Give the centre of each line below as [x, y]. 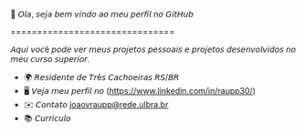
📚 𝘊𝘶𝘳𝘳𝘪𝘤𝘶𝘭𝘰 [47, 118]
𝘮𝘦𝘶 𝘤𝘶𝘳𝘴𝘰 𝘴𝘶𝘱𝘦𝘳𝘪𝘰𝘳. [50, 59]
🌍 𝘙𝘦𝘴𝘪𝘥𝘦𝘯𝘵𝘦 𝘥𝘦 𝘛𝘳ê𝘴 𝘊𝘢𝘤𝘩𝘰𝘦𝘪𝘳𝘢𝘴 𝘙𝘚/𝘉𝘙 [101, 77]
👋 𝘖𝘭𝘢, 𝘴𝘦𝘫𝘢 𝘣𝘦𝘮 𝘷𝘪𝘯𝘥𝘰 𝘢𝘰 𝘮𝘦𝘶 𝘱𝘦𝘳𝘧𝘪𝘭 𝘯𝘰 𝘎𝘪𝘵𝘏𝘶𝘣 [102, 14]
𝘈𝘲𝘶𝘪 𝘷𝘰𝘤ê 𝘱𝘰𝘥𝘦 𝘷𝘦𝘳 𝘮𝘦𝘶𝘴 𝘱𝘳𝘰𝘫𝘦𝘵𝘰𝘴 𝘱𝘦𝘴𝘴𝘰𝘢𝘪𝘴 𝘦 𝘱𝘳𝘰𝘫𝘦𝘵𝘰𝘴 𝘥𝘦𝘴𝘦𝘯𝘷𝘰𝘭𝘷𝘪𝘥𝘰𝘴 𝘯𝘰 [153, 49]
